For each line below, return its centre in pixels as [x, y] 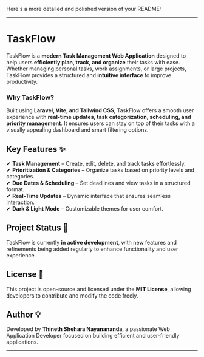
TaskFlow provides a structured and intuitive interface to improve [89, 75]
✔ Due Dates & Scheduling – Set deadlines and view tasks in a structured [98, 183]
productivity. [22, 81]
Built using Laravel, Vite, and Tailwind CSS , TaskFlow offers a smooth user [100, 110]
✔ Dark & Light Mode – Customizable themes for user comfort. [85, 209]
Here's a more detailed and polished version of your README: [84, 9]
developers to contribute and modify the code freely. [72, 295]
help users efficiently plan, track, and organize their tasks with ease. [93, 62]
